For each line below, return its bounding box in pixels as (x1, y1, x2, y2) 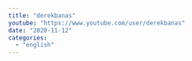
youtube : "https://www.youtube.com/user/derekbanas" (8, 19, 186, 27)
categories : (8, 33, 47, 42)
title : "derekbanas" (8, 11, 77, 20)
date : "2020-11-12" (8, 26, 73, 34)
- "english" (15, 41, 55, 49)
